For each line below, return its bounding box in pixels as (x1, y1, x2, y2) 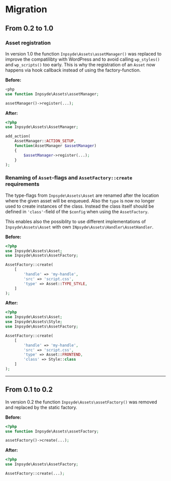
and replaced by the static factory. (5, 404, 77, 410)
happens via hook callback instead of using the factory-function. (5, 67, 141, 73)
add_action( (5, 134, 31, 139)
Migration (5, 4, 47, 15)
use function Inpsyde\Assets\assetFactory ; (5, 428, 99, 434)
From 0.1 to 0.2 (5, 385, 53, 394)
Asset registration (5, 39, 51, 46)
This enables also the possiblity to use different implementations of (5, 218, 146, 224)
